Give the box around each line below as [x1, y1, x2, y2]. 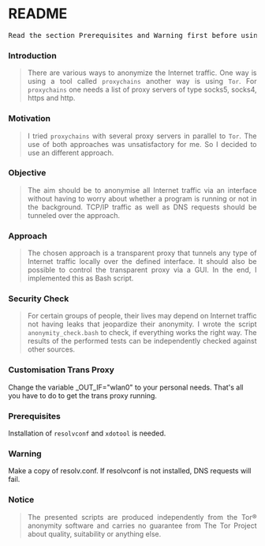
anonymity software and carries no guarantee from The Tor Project [27, 521, 257, 530]
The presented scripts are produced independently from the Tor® [27, 512, 257, 522]
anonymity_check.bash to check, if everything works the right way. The [27, 328, 257, 337]
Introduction [8, 50, 57, 61]
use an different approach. [27, 148, 114, 157]
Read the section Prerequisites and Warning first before [8, 31, 237, 40]
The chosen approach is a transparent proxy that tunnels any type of [27, 248, 257, 258]
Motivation [8, 113, 51, 124]
